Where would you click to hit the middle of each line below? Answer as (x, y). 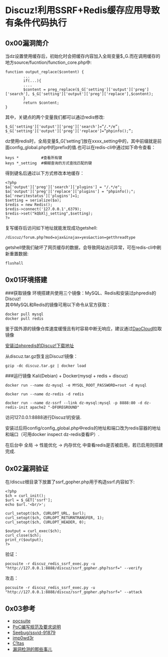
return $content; (41, 103)
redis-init (17, 407)
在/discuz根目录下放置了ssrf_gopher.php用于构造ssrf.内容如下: (70, 482)
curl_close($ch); (23, 535)
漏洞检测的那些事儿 (32, 649)
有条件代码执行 (36, 23)
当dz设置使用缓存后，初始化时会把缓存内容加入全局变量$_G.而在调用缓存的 (83, 56)
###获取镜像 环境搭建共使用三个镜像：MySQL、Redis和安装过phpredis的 (81, 293)
